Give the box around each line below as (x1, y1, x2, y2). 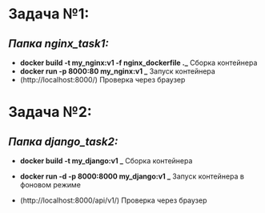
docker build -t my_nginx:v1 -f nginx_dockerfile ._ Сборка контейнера (19, 58, 258, 67)
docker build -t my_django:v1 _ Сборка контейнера (19, 156, 193, 165)
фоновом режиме (19, 180, 82, 189)
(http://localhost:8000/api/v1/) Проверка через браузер (19, 195, 207, 205)
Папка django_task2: (8, 135, 118, 148)
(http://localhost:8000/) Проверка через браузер (19, 75, 186, 84)
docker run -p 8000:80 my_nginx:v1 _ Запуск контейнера (19, 66, 216, 76)
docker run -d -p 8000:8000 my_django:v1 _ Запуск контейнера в (19, 171, 244, 181)
